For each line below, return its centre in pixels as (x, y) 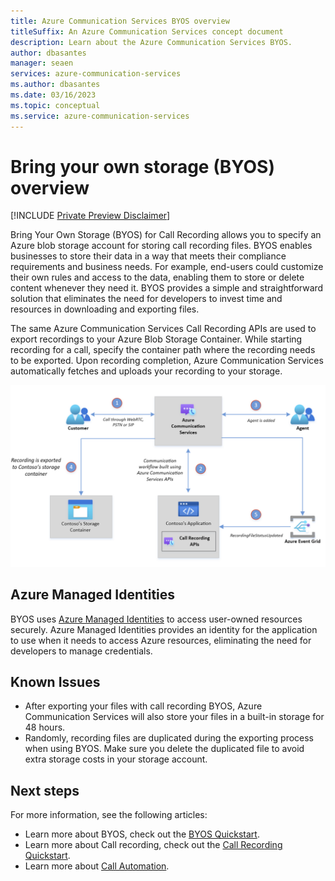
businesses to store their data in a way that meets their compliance (148, 256)
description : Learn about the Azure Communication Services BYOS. (151, 42)
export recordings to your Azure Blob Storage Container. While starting (156, 339)
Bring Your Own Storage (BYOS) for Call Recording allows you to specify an (166, 235)
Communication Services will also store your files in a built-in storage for (174, 717)
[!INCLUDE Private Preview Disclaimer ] (90, 216)
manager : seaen (42, 63)
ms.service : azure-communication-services (100, 116)
